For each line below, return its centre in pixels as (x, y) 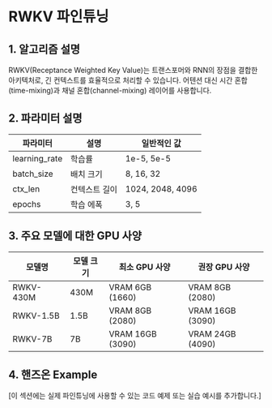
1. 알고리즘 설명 (45, 49)
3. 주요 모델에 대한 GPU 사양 (75, 236)
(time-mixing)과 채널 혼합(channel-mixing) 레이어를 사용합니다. (110, 90)
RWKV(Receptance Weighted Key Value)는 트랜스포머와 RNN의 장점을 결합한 (133, 70)
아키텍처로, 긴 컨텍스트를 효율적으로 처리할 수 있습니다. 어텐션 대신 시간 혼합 (128, 80)
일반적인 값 (161, 143)
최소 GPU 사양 (144, 267)
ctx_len (26, 189)
